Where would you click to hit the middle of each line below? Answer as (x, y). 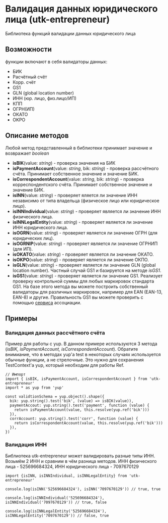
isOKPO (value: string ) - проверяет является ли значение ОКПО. (81, 259)
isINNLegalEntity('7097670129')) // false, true (57, 515)
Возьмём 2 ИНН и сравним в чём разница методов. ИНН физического (81, 461)
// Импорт (16, 374)
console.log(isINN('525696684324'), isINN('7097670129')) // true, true (83, 489)
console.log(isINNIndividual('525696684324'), (55, 498)
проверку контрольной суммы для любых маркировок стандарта (83, 281)
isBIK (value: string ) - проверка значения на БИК (64, 163)
